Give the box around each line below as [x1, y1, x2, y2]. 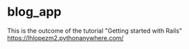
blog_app [7, 4, 62, 20]
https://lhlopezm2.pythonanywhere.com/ [7, 33, 124, 42]
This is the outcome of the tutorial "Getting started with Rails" [7, 27, 182, 35]
